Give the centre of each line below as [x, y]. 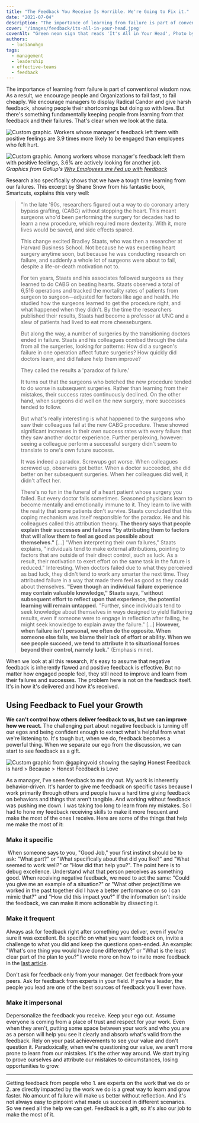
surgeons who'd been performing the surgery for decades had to [100, 217]
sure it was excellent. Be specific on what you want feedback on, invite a [95, 938]
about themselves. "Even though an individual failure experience [101, 587]
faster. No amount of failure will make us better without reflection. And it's [96, 1095]
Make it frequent [31, 919]
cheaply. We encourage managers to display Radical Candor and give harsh [99, 102]
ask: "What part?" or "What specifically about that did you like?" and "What [98, 859]
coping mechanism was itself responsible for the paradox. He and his [105, 518]
